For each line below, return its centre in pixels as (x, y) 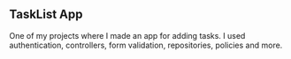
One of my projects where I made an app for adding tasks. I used (127, 35)
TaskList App (46, 15)
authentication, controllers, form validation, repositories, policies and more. (146, 45)
